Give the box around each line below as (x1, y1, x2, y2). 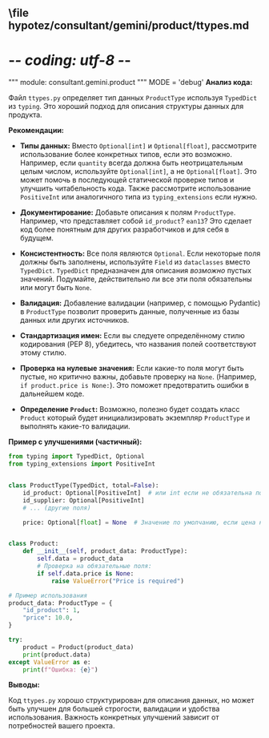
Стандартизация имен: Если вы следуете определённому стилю (19, 331, 246, 341)
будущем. (19, 233, 54, 243)
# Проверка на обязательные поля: (37, 563, 152, 571)
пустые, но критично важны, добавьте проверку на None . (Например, (19, 372, 257, 381)
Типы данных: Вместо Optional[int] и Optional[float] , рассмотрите (19, 141, 258, 151)
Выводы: (8, 680, 40, 690)
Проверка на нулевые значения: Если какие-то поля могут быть (19, 364, 244, 373)
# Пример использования (8, 591, 88, 599)
